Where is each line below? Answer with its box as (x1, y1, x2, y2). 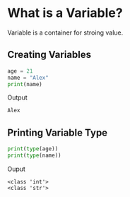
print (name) (7, 80, 42, 88)
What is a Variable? (7, 5, 123, 21)
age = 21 (7, 67, 33, 75)
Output (7, 93, 28, 102)
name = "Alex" (7, 74, 49, 81)
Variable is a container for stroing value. (7, 28, 124, 37)
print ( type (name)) (7, 152, 61, 159)
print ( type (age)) (7, 145, 59, 153)
